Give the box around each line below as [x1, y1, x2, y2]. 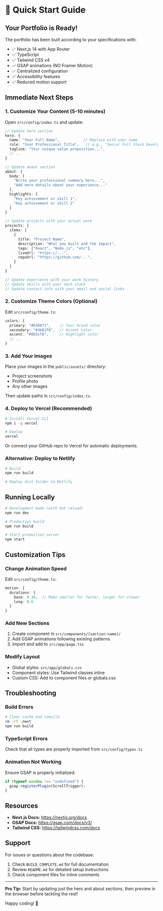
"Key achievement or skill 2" [14, 201, 75, 206]
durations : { [9, 590, 36, 595]
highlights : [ [9, 192, 38, 197]
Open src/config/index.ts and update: [5, 119, 84, 125]
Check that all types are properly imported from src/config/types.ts [5, 746, 143, 752]
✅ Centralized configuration [12, 68, 68, 74]
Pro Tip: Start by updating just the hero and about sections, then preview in [5, 886, 156, 892]
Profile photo [12, 378, 38, 384]
